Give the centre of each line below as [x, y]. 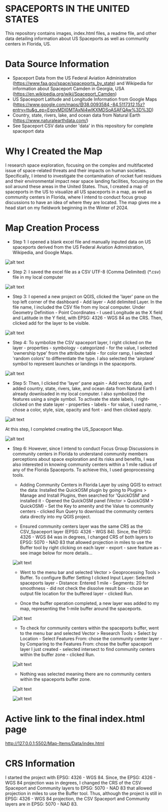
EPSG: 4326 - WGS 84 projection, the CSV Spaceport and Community [77, 798]
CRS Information [40, 763]
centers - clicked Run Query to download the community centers [87, 511]
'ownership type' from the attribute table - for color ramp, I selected [82, 353]
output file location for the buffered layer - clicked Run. [76, 593]
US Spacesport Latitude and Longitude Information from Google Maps [85, 99]
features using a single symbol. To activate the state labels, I [74, 399]
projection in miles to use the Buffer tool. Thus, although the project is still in [83, 793]
